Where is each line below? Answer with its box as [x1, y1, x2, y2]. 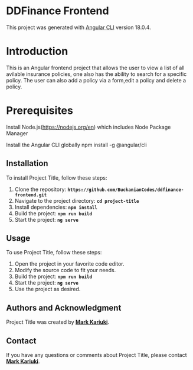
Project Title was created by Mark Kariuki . [6, 318, 109, 326]
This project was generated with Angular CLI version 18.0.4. [6, 24, 152, 31]
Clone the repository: [14, 186, 67, 193]
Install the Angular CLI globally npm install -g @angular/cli [6, 141, 147, 148]
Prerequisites [6, 104, 74, 117]
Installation [6, 158, 48, 168]
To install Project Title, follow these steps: [6, 174, 107, 181]
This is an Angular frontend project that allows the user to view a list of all [6, 64, 185, 71]
